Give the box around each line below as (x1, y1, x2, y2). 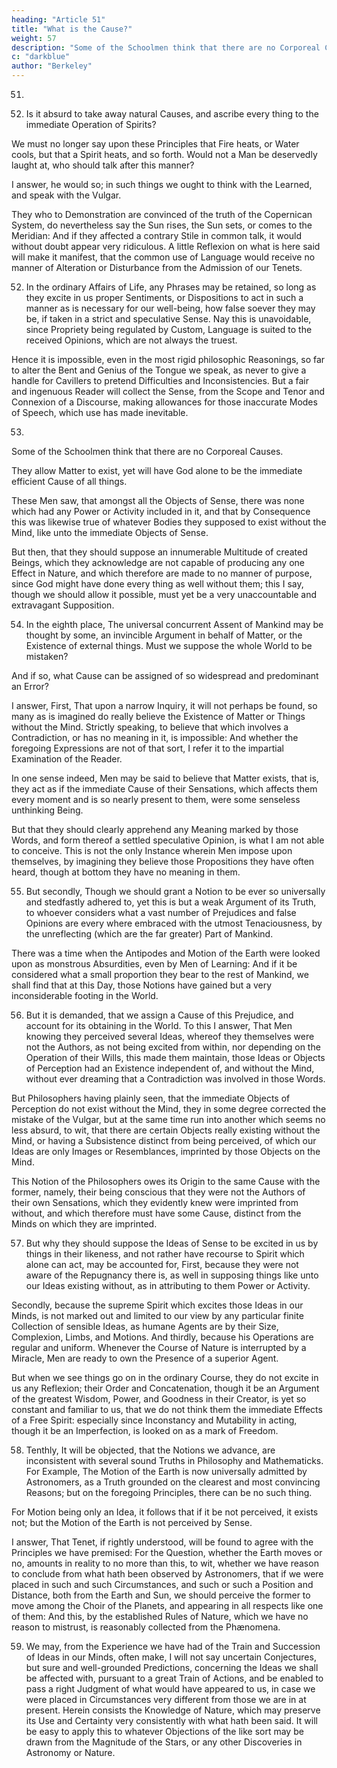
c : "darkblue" (11, 52, 71, 62)
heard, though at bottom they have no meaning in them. (11, 866, 241, 878)
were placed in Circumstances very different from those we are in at (25, 1694, 307, 1705)
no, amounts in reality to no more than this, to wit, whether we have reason (11, 1557, 319, 1569)
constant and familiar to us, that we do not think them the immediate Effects (11, 1404, 323, 1415)
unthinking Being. (11, 804, 84, 816)
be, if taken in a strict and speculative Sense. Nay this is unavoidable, (25, 313, 312, 325)
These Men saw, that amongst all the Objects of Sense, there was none (11, 495, 305, 506)
